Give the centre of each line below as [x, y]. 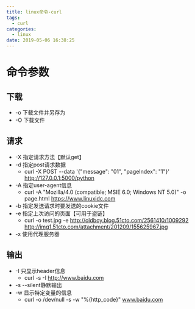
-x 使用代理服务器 [37, 234]
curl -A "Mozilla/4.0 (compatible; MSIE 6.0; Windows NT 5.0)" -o [105, 192]
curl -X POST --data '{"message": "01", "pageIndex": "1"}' [97, 171]
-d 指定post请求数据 [40, 165]
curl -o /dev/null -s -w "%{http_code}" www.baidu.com [94, 299]
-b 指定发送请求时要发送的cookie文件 [62, 205]
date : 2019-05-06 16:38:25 [41, 40]
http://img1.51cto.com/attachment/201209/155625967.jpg [96, 227]
